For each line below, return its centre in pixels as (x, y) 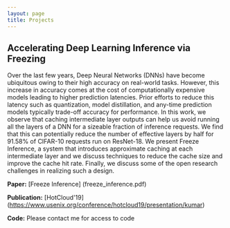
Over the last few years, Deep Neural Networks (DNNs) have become (106, 75)
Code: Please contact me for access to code (71, 218)
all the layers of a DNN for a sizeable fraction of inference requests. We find (115, 127)
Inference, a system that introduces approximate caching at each (100, 149)
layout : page (26, 13)
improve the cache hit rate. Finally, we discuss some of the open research (113, 164)
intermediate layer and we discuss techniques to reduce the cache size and (115, 156)
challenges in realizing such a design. (61, 171)
